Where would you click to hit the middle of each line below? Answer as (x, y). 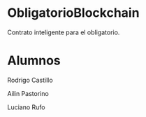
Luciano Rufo (26, 107)
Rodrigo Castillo (30, 80)
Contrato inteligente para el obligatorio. (64, 32)
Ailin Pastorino (28, 93)
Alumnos (34, 61)
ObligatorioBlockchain (73, 13)
